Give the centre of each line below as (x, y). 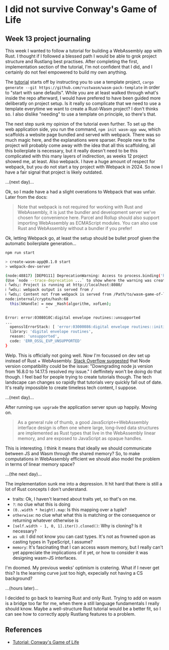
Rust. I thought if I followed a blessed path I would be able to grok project (81, 56)
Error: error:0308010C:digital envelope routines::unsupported (73, 317)
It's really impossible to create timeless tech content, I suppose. (71, 388)
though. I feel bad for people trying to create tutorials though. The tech (78, 376)
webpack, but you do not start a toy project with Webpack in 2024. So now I (84, 167)
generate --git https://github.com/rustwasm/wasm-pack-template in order (82, 87)
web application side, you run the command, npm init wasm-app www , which (83, 129)
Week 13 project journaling (48, 39)
